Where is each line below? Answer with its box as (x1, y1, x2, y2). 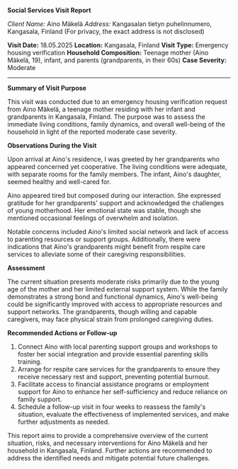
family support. (17, 395, 62, 403)
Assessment (7, 264, 45, 272)
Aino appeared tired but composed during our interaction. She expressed (7, 191, 221, 199)
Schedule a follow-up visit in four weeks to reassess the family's (17, 403, 206, 411)
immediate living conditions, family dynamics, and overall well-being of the (7, 120, 225, 128)
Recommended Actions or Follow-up (7, 329, 118, 337)
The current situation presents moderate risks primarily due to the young (7, 277, 220, 286)
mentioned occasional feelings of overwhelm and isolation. (7, 214, 179, 222)
